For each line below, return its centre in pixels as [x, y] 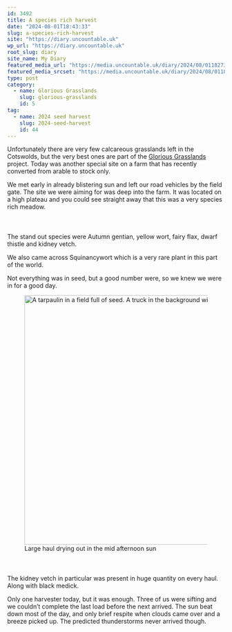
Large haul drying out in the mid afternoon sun [90, 549]
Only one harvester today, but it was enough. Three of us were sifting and [112, 599]
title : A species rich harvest [52, 20]
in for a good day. [32, 286]
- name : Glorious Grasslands [55, 91]
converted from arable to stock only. [59, 171]
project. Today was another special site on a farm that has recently [102, 164]
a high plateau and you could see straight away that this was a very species [115, 200]
